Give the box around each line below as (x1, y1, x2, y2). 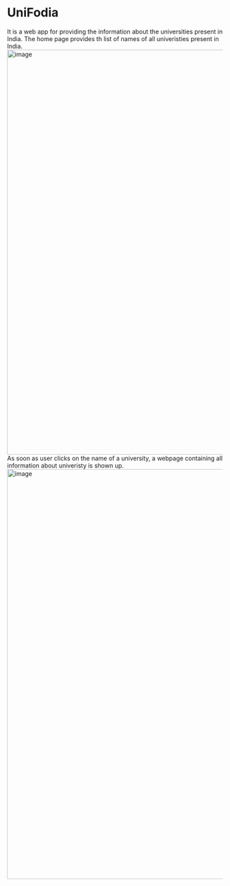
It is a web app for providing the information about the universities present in (7, 27, 223, 36)
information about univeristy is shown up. (7, 461, 125, 470)
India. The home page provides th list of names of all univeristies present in (7, 34, 219, 42)
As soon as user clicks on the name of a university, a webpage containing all (7, 454, 223, 462)
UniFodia (7, 5, 59, 21)
